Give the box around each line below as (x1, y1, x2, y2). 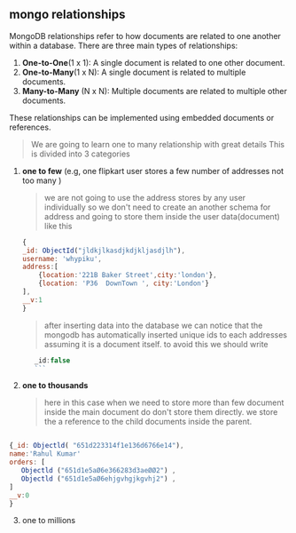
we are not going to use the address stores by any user (43, 192, 246, 203)
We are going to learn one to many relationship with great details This (30, 139, 285, 149)
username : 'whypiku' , (21, 254, 103, 263)
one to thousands (21, 380, 89, 391)
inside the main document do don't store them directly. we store (43, 407, 278, 418)
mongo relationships (9, 7, 126, 22)
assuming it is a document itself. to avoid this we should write (43, 338, 269, 349)
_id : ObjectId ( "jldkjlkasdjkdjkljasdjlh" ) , (21, 246, 186, 255)
